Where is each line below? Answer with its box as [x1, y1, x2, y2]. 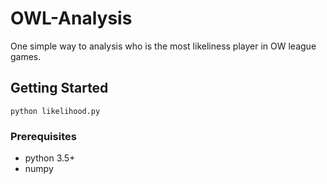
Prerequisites [10, 129, 77, 143]
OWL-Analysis [10, 7, 133, 30]
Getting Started [10, 80, 109, 97]
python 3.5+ [24, 152, 76, 164]
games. [10, 50, 42, 62]
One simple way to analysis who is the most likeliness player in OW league [10, 40, 317, 52]
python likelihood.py [10, 106, 101, 116]
